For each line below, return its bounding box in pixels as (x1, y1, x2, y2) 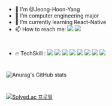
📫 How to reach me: (14, 26, 66, 33)
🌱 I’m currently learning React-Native (14, 19, 107, 25)
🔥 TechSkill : (14, 50, 46, 57)
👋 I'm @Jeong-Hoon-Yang (14, 6, 80, 13)
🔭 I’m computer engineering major (14, 12, 99, 19)
